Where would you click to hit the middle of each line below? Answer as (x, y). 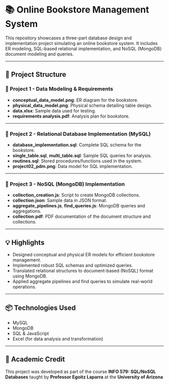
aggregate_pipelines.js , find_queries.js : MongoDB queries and (79, 206)
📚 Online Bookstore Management (77, 10)
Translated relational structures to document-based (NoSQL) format (83, 271)
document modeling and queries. (39, 54)
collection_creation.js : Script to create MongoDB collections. (76, 195)
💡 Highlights (25, 242)
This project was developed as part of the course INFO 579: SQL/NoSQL (80, 371)
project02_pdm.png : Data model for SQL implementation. (73, 166)
